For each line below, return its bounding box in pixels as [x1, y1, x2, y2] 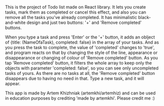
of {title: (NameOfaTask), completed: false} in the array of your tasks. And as [5, 39, 159, 45]
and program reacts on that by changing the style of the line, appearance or [5, 50, 158, 55]
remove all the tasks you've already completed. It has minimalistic [5, 15, 138, 20]
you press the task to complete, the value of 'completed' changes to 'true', [5, 45, 155, 50]
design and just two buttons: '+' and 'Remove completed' [26, 19, 142, 25]
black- [138, 15, 151, 20]
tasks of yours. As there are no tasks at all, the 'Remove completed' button [5, 71, 155, 76]
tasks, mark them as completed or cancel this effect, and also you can [5, 9, 146, 15]
